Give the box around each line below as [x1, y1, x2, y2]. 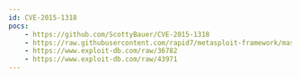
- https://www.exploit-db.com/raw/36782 [24, 47, 178, 56]
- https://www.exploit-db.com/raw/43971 [24, 55, 178, 64]
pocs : [8, 22, 29, 30]
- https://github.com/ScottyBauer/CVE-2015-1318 [24, 30, 210, 39]
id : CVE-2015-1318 [8, 13, 77, 22]
